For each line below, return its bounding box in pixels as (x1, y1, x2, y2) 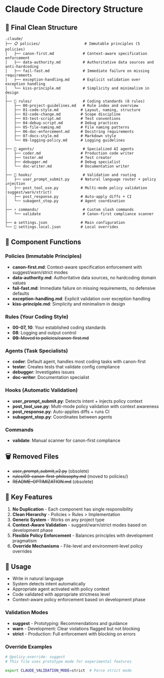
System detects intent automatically (12, 581, 86, 587)
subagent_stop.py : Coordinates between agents (12, 414, 112, 419)
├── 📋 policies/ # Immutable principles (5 (5, 41, 140, 46)
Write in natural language (12, 575, 64, 581)
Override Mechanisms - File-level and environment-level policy (12, 543, 143, 549)
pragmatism (12, 537, 37, 543)
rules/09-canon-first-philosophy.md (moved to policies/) (12, 473, 128, 479)
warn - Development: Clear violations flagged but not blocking (12, 626, 140, 631)
